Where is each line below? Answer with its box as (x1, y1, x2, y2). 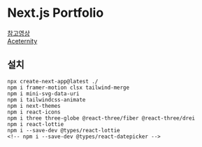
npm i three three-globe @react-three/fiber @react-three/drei (7, 114, 196, 122)
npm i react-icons (7, 108, 61, 115)
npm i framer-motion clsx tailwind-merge (7, 84, 130, 91)
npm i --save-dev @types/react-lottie (7, 127, 120, 134)
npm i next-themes (7, 102, 61, 109)
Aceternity (7, 36, 38, 45)
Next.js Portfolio (7, 5, 104, 21)
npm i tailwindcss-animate (7, 96, 86, 103)
